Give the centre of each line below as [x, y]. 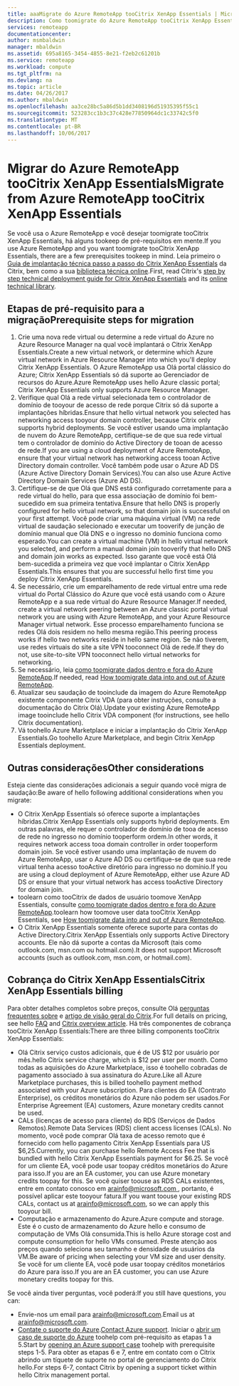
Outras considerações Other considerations [106, 768]
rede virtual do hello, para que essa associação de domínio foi [109, 496]
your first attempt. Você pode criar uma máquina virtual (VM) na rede [119, 519]
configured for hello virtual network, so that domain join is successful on [124, 511]
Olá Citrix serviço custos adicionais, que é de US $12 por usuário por [118, 1052]
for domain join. [41, 889]
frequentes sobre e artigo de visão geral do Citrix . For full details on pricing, [117, 1016]
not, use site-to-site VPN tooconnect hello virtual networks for [109, 655]
